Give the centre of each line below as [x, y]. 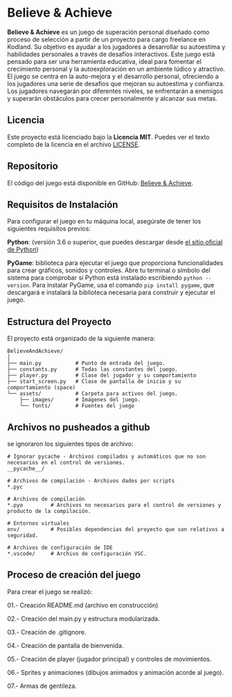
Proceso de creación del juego [74, 575]
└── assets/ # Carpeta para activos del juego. [92, 394]
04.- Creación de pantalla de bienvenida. [65, 645]
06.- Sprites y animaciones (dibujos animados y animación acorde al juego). [115, 672]
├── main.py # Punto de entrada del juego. [87, 363]
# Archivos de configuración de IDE [60, 548]
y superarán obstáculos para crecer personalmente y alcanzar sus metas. [113, 98]
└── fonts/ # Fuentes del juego [77, 406]
